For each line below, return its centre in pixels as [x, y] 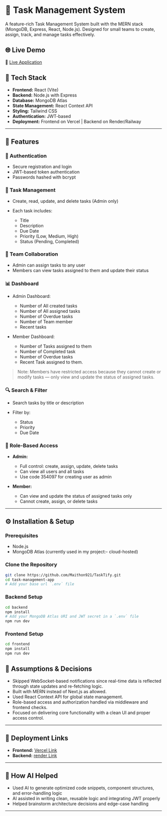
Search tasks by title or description [48, 403]
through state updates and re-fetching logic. [58, 686]
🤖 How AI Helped [32, 776]
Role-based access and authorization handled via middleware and [80, 702]
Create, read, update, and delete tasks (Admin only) [65, 201]
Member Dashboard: [34, 337]
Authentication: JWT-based [42, 116]
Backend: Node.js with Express [44, 95]
